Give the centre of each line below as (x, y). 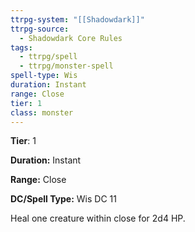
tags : (21, 47)
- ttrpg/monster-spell (66, 66)
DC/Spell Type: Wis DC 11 (63, 199)
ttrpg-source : (40, 29)
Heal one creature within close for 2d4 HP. (98, 218)
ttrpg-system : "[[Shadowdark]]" (77, 19)
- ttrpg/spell (48, 57)
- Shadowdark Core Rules (71, 38)
